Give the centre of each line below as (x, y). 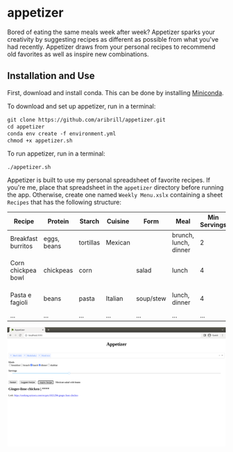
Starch (89, 221)
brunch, (183, 235)
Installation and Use (51, 76)
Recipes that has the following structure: (64, 202)
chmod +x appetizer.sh (40, 140)
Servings (213, 225)
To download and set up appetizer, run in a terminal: (81, 106)
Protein (58, 221)
